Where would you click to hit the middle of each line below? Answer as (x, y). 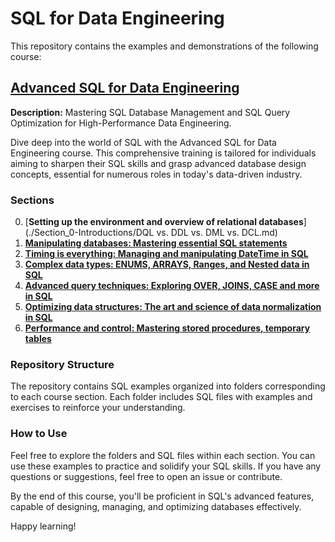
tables (38, 339)
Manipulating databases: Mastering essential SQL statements (156, 243)
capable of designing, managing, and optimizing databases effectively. (156, 506)
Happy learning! (43, 526)
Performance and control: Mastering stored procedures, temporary (167, 328)
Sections (32, 200)
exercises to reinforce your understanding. (98, 408)
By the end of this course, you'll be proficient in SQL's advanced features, (162, 496)
